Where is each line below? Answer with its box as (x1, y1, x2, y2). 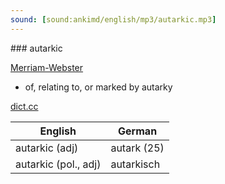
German (118, 124, 158, 138)
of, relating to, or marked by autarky (24, 81, 173, 93)
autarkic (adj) (15, 141, 79, 155)
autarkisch (110, 157, 161, 171)
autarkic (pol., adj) (15, 157, 102, 171)
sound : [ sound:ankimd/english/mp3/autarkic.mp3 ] (10, 14, 217, 25)
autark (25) (110, 141, 165, 155)
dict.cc (10, 100, 39, 112)
